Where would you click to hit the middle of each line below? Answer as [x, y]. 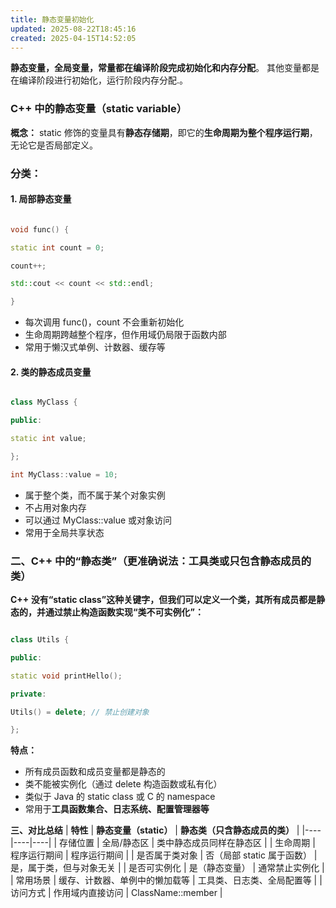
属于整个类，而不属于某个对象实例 [95, 495]
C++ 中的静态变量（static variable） [99, 109]
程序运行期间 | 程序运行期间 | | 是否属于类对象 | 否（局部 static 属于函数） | [164, 855]
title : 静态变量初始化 [52, 19]
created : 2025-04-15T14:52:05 [73, 38]
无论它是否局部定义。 [54, 145]
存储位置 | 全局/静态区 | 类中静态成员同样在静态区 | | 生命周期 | [187, 843]
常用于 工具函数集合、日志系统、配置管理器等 [117, 809]
